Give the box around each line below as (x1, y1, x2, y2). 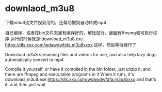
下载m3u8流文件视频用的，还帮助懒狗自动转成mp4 (5, 19, 107, 25)
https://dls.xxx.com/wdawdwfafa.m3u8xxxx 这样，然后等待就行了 (5, 42, 137, 47)
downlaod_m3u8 (5, 3, 75, 14)
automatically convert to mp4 (5, 57, 64, 62)
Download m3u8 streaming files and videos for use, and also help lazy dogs (5, 51, 157, 57)
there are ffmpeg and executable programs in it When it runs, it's (5, 71, 134, 77)
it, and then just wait (5, 81, 46, 87)
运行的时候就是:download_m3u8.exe (10, 36, 83, 42)
